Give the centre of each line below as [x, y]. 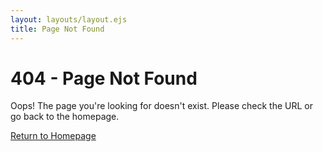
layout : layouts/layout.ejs [69, 19]
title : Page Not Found [57, 29]
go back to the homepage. [65, 117]
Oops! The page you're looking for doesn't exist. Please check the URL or [161, 106]
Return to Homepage [53, 136]
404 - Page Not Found [104, 78]
